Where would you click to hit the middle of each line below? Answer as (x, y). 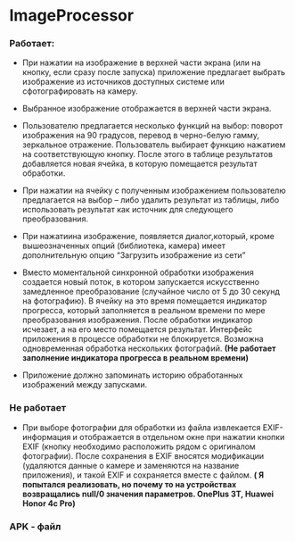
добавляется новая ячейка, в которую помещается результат (139, 164)
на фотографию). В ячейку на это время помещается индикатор (144, 301)
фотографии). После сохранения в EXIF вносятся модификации (143, 455)
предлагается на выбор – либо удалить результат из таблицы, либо (151, 200)
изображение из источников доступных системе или (123, 82)
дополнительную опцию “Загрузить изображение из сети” (134, 255)
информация (46, 437)
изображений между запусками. (85, 385)
